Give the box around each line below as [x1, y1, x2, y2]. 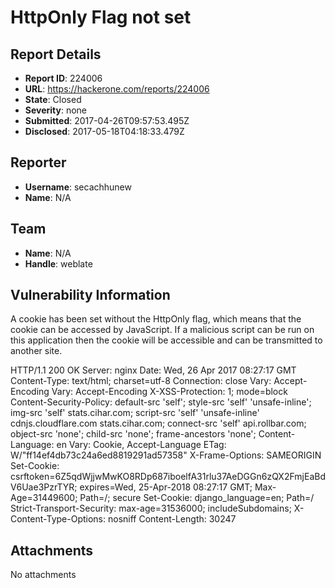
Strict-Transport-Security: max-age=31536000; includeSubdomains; [10, 502, 292, 515]
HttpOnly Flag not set [10, 6, 192, 29]
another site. [10, 345, 63, 357]
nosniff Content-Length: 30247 [107, 513, 237, 525]
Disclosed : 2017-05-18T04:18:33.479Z [24, 126, 185, 137]
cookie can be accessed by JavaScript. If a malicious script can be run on [10, 324, 315, 336]
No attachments [10, 569, 77, 581]
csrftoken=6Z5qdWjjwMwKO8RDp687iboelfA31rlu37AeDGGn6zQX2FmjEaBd [10, 471, 326, 483]
